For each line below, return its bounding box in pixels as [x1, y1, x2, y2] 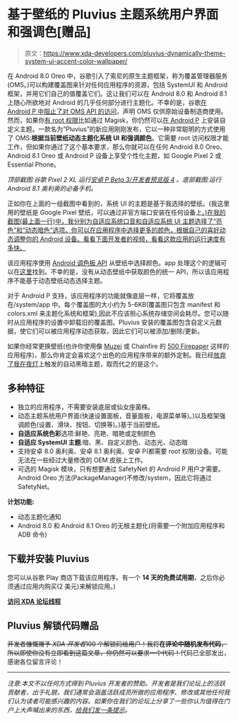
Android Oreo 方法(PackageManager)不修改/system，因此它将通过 [17, 473, 212, 482]
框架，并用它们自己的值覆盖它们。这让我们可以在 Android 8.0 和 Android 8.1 [7, 89, 227, 98]
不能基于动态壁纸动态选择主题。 [13, 276, 107, 284]
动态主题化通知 [17, 512, 61, 521]
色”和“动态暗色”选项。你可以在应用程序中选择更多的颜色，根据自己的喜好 [7, 225, 220, 234]
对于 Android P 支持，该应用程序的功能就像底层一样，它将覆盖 [7, 291, 189, 300]
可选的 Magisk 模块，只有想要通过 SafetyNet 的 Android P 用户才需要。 [17, 464, 225, 473]
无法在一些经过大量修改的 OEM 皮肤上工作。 [17, 455, 147, 464]
